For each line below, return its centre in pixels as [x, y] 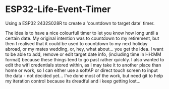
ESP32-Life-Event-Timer [58, 9]
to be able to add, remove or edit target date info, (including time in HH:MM [83, 54]
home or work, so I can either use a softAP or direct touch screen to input [81, 70]
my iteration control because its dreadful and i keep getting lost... [73, 81]
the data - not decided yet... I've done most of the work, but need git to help [84, 75]
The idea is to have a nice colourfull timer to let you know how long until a [82, 33]
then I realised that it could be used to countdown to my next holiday [76, 43]
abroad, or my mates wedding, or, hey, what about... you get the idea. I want [84, 49]
